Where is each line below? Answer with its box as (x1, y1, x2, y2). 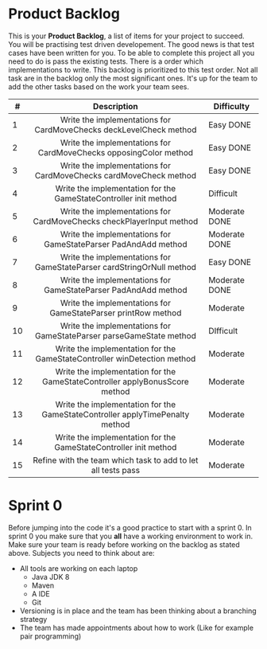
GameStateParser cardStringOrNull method (34, 261, 197, 272)
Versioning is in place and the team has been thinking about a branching (19, 606, 257, 616)
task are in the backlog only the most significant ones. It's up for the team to (8, 73, 258, 83)
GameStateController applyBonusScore (42, 376, 189, 387)
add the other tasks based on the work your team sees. (8, 81, 189, 92)
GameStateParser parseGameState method (34, 330, 196, 341)
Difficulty (213, 100, 250, 111)
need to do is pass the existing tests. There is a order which (8, 57, 204, 66)
